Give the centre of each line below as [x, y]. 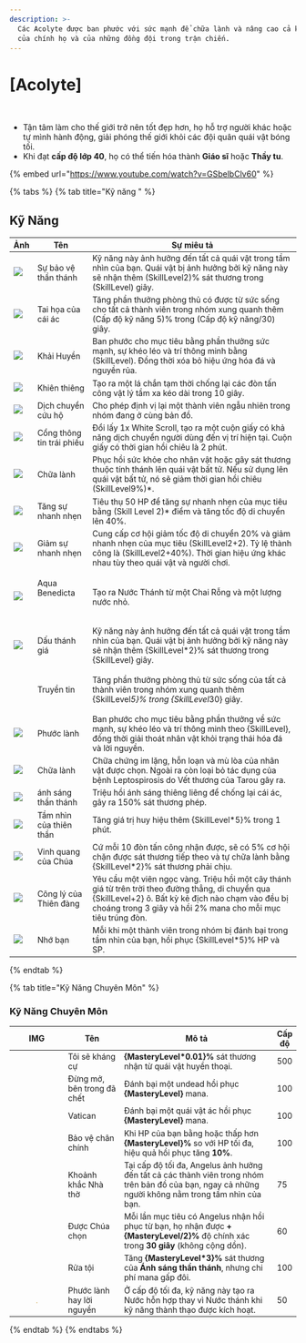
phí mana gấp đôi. [158, 1277]
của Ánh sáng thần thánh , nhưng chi [194, 1268]
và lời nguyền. [118, 748]
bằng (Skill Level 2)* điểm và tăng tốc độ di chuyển [189, 511]
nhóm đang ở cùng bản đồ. [143, 415]
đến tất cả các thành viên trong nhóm [194, 1175]
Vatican [82, 1115]
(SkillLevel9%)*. [123, 489]
